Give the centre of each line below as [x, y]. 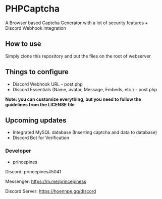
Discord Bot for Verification [41, 138]
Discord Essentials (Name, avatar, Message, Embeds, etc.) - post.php [85, 89]
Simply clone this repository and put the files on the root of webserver [78, 56]
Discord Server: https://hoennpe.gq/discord [51, 191]
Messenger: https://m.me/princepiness [46, 181]
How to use [23, 44]
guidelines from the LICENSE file [40, 104]
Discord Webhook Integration [36, 28]
